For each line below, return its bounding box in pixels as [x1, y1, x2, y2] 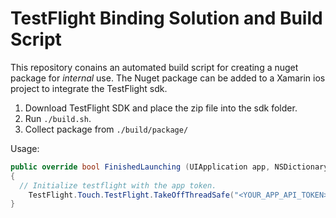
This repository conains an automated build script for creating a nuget [10, 61, 299, 73]
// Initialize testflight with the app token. [19, 180, 217, 191]
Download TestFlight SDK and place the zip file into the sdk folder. [24, 102, 298, 114]
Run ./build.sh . [24, 112, 92, 124]
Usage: [10, 142, 40, 154]
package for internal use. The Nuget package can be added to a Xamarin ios [10, 72, 326, 84]
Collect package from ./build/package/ [24, 123, 189, 135]
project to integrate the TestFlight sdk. [10, 82, 168, 94]
